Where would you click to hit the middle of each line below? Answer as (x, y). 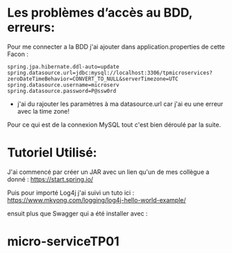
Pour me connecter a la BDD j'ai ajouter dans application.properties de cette (116, 46)
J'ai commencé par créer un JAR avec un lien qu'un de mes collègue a (108, 172)
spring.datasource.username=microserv (63, 85)
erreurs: (31, 27)
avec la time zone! (43, 111)
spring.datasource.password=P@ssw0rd (62, 91)
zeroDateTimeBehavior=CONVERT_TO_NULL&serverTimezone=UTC (93, 79)
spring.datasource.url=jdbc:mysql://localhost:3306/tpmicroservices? (110, 73)
